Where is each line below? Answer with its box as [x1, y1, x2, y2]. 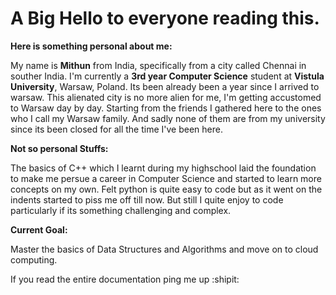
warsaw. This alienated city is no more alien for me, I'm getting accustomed [10, 91, 322, 103]
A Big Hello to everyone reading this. [10, 7, 320, 30]
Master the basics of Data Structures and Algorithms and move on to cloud [10, 243, 319, 255]
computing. [10, 253, 58, 266]
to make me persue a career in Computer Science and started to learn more [10, 172, 322, 184]
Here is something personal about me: [10, 40, 173, 52]
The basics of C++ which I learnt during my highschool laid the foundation [10, 162, 317, 174]
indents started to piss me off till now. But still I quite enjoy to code [10, 193, 284, 206]
